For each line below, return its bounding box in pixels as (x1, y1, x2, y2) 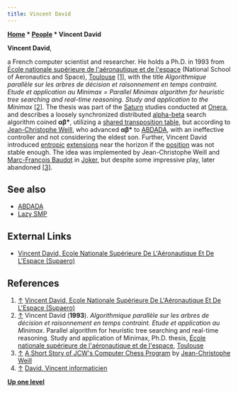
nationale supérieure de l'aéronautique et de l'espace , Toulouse (17, 341, 204, 350)
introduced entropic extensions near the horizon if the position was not (7, 140, 215, 149)
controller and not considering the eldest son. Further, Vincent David (7, 133, 208, 141)
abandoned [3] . (7, 162, 53, 171)
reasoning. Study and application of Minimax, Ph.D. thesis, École (17, 334, 206, 343)
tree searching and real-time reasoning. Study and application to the (7, 95, 209, 104)
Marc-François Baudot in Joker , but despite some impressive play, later (7, 155, 215, 164)
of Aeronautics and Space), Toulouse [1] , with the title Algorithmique (7, 72, 207, 81)
